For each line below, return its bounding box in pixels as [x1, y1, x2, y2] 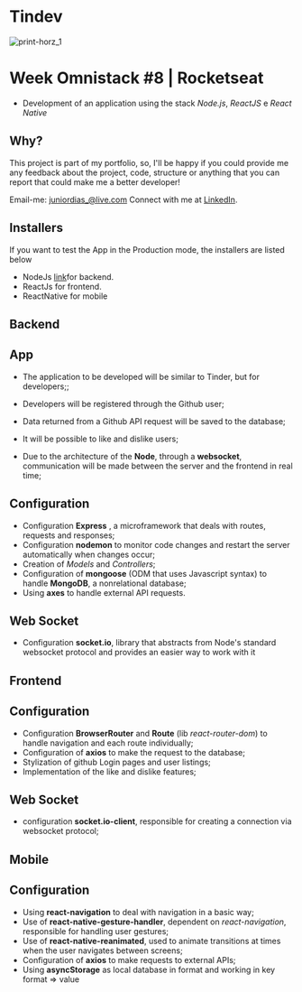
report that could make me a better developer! [9, 176, 180, 187]
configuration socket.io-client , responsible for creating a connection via [22, 816, 292, 827]
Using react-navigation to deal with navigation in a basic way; [22, 906, 254, 917]
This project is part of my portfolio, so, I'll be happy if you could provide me [9, 157, 289, 168]
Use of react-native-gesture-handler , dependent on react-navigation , [22, 916, 287, 927]
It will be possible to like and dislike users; [22, 433, 178, 444]
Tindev [9, 6, 63, 27]
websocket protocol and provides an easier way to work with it [22, 647, 256, 658]
